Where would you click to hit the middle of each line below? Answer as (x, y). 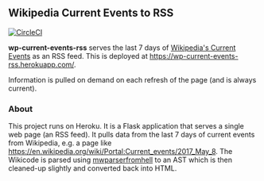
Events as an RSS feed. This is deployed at (78, 56)
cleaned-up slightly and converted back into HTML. (93, 168)
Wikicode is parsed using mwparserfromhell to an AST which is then (120, 160)
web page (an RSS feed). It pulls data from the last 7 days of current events (132, 135)
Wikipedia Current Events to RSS (91, 13)
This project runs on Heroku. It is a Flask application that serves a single (126, 126)
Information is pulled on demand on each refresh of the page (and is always (132, 79)
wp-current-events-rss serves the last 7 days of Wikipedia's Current (122, 48)
